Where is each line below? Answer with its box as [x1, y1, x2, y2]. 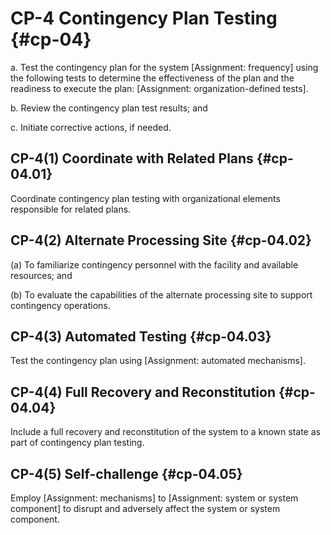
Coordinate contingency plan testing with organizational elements [10, 192, 281, 204]
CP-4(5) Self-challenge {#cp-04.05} [10, 465, 243, 482]
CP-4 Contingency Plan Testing [10, 7, 278, 30]
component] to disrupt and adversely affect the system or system [10, 503, 281, 514]
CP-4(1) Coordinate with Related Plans [10, 150, 254, 167]
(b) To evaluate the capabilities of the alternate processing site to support [10, 288, 313, 301]
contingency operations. [10, 299, 111, 311]
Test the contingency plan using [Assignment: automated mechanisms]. [10, 355, 306, 367]
